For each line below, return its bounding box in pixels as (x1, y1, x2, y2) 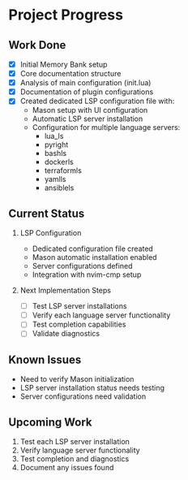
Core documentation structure (19, 69, 122, 79)
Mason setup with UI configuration (32, 106, 148, 115)
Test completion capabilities (32, 319, 126, 330)
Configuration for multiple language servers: (32, 123, 181, 132)
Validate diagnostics (32, 329, 100, 339)
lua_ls (44, 132, 64, 141)
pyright (44, 140, 69, 149)
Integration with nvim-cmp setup (32, 270, 142, 279)
